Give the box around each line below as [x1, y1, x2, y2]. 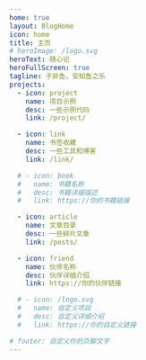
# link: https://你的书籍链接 [17, 196, 130, 205]
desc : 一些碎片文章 [25, 229, 90, 238]
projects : [9, 80, 47, 89]
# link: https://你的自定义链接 [17, 320, 137, 329]
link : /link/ [25, 155, 74, 164]
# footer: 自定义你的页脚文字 [9, 337, 110, 346]
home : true [9, 13, 50, 22]
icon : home [9, 30, 50, 39]
